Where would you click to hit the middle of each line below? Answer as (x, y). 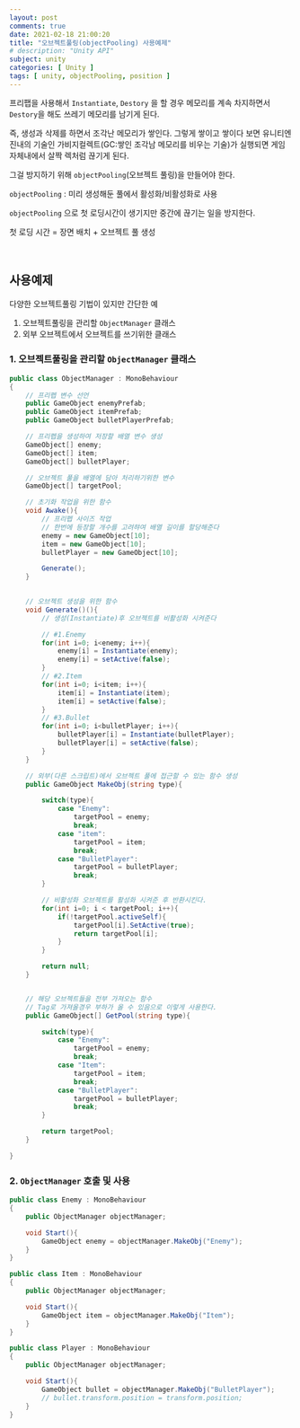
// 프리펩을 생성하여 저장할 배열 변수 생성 (94, 436)
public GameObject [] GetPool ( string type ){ (108, 1016)
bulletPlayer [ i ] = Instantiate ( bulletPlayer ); (146, 735)
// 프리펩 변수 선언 (57, 395)
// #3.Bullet (66, 718)
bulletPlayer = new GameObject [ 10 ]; (110, 552)
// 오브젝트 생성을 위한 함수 (71, 602)
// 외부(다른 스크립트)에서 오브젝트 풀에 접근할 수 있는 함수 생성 (132, 776)
